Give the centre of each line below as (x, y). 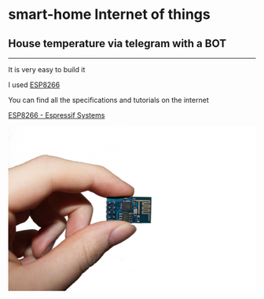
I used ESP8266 (34, 85)
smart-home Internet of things (109, 15)
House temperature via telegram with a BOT (117, 44)
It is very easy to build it (47, 69)
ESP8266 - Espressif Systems (57, 115)
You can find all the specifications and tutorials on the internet (109, 100)
